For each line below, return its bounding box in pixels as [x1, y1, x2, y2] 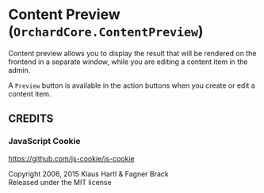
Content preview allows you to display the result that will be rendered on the [8, 48, 257, 58]
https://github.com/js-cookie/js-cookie [8, 153, 135, 163]
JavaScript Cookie [8, 136, 81, 147]
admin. [8, 65, 31, 74]
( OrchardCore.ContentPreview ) [8, 22, 204, 40]
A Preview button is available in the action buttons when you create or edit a [8, 81, 255, 90]
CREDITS [8, 112, 54, 126]
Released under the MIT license [8, 177, 113, 187]
